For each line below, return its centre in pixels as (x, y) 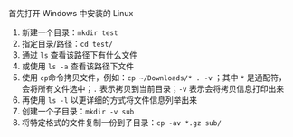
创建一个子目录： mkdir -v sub (78, 111)
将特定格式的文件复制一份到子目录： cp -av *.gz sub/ (122, 123)
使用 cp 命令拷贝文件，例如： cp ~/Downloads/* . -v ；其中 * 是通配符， (154, 78)
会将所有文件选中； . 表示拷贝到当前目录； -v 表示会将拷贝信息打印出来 (153, 89)
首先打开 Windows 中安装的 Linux (71, 13)
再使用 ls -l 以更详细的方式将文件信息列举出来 (109, 100)
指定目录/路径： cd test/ (67, 44)
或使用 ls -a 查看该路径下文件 (78, 66)
